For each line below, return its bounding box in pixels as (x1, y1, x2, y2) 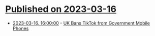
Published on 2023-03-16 (5, 3, 117, 15)
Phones (12, 25, 29, 31)
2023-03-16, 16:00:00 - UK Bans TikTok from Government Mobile (12, 20, 150, 26)
